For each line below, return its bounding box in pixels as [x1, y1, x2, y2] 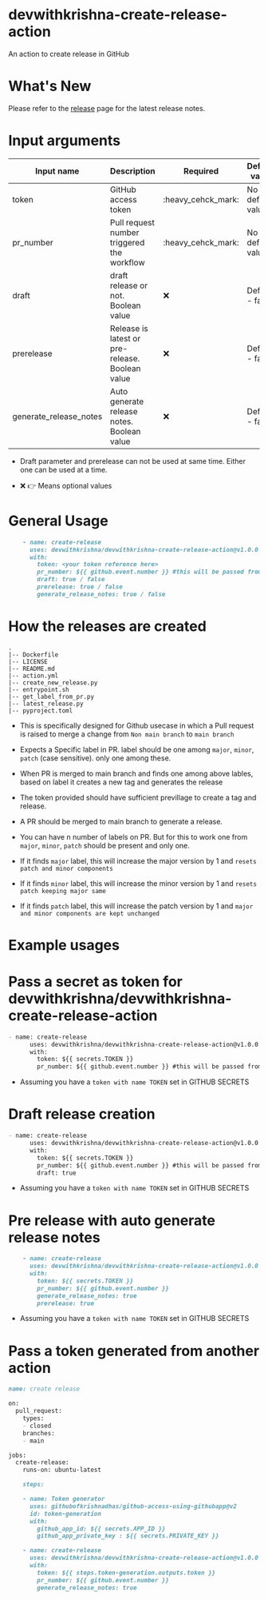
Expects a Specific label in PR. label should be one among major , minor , [19, 744, 254, 754]
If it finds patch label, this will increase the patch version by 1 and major [19, 901, 254, 911]
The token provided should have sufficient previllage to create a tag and [19, 792, 257, 802]
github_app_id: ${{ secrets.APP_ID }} [37, 1525, 166, 1533]
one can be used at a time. [19, 465, 108, 474]
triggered [110, 237, 145, 248]
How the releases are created [8, 617, 207, 635]
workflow [110, 257, 145, 268]
